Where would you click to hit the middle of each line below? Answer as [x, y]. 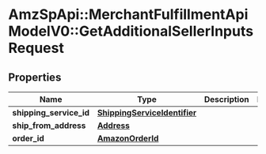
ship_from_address [49, 126]
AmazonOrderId [128, 138]
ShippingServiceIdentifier [147, 113]
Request [36, 48]
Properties [35, 77]
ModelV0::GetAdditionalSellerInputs [131, 31]
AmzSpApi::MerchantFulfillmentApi [128, 15]
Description [227, 99]
